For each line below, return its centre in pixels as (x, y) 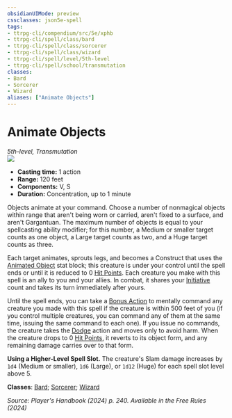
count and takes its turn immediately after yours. (76, 287)
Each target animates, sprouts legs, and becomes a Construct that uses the (115, 257)
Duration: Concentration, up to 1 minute (74, 194)
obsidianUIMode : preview (43, 14)
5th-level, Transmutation (42, 151)
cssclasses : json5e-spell (44, 20)
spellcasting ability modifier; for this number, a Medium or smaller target (110, 230)
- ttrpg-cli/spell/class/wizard (54, 53)
